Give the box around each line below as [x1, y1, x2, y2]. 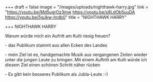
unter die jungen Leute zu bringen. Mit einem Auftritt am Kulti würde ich [5, 57, 147, 62]
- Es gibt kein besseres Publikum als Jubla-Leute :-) [5, 71, 108, 77]
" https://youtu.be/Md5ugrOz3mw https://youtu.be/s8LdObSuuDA [5, 9, 135, 15]
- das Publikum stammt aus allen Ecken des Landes [5, 42, 108, 48]
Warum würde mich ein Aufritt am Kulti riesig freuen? [5, 33, 111, 39]
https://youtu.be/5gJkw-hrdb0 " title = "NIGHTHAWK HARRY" [5, 14, 127, 20]
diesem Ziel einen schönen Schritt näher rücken [5, 62, 100, 68]
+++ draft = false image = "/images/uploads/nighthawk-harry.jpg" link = [5, 4, 149, 10]
